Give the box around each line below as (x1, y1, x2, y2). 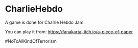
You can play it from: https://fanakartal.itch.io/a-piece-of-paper (5, 29, 133, 34)
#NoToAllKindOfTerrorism (5, 38, 57, 44)
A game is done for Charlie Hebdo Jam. (5, 19, 85, 25)
